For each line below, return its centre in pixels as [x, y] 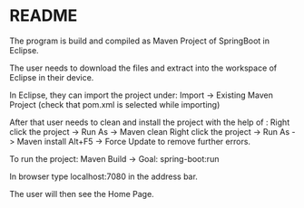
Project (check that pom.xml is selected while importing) [115, 104]
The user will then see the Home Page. [82, 194]
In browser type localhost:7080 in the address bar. [103, 176]
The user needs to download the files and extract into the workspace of [143, 68]
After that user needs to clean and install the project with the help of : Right [150, 122]
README [44, 16]
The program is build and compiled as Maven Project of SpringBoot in [140, 41]
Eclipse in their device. [52, 77]
